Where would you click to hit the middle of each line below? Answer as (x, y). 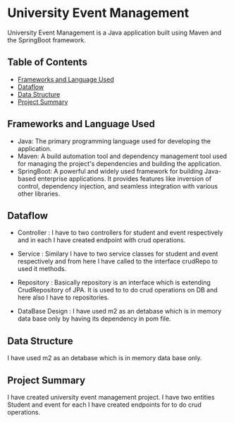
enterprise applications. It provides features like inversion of (125, 179)
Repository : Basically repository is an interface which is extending (114, 282)
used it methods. (42, 269)
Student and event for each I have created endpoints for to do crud (105, 405)
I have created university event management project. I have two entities (111, 397)
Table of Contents (48, 62)
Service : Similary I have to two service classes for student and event (118, 254)
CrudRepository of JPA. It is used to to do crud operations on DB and (117, 290)
